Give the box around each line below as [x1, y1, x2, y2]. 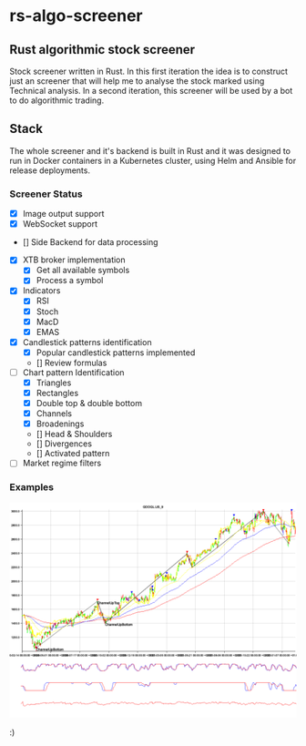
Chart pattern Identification [22, 366, 125, 378]
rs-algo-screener [9, 5, 143, 26]
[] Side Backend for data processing [22, 237, 158, 248]
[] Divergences [36, 438, 93, 449]
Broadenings [36, 418, 85, 429]
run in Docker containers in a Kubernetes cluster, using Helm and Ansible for [9, 155, 297, 166]
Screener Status [9, 188, 84, 200]
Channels [36, 408, 73, 419]
